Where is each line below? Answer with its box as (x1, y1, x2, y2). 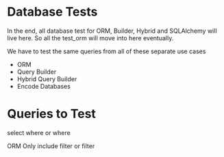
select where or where (7, 128, 71, 137)
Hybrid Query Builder (16, 74, 77, 83)
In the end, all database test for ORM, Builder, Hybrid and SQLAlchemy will (7, 27, 217, 35)
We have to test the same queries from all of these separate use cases (7, 47, 206, 55)
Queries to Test (7, 106, 96, 122)
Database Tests (7, 4, 98, 20)
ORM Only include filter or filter (7, 141, 95, 150)
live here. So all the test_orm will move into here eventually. (7, 33, 174, 42)
